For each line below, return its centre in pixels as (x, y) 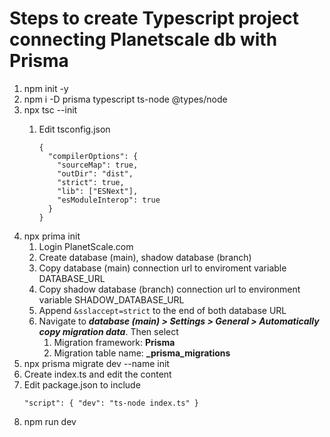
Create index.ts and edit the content (97, 374)
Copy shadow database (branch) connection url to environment (169, 289)
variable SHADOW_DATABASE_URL (111, 299)
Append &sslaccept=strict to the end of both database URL (162, 310)
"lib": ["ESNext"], (98, 191)
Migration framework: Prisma (114, 342)
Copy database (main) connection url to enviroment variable (162, 268)
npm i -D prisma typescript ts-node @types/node (125, 99)
